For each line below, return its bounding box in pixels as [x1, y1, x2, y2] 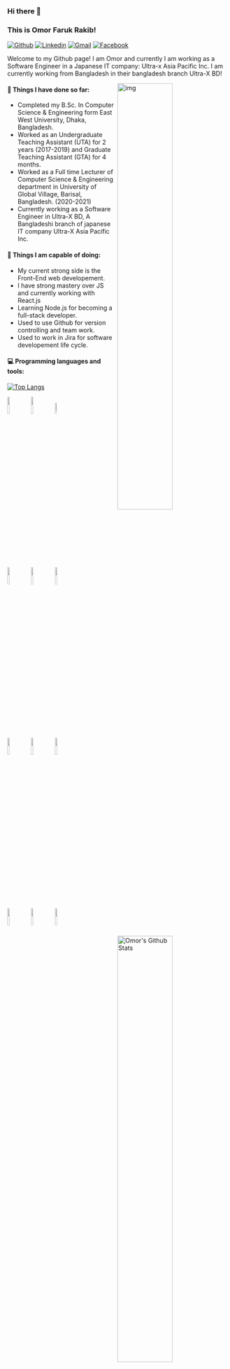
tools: [7, 367, 24, 376]
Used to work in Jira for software [17, 333, 113, 341]
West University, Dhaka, [17, 115, 87, 125]
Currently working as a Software [17, 205, 111, 213]
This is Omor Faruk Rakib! [7, 24, 96, 34]
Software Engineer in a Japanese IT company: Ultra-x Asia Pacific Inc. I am [7, 62, 224, 71]
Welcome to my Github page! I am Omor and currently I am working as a [7, 55, 215, 63]
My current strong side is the [17, 266, 101, 275]
